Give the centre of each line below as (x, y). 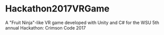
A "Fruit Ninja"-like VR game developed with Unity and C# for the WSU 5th (82, 22)
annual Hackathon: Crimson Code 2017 (46, 27)
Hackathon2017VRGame (57, 9)
